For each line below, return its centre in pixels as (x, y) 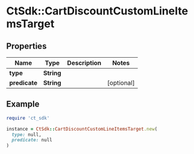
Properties (27, 46)
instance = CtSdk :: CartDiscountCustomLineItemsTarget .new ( (82, 129)
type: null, (27, 134)
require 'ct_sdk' (28, 118)
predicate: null (32, 140)
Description (84, 63)
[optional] (121, 83)
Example (23, 104)
